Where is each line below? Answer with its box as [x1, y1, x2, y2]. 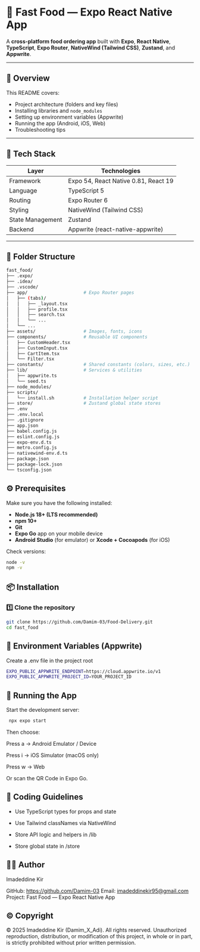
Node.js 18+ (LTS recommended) [14, 511, 98, 518]
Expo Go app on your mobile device [14, 530, 103, 537]
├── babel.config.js [6, 428, 58, 434]
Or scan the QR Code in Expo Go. [6, 775, 88, 782]
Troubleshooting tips [14, 126, 66, 133]
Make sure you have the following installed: [6, 499, 112, 506]
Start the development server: [6, 706, 80, 714]
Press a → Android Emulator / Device [6, 740, 97, 747]
